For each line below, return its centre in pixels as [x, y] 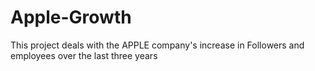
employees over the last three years [84, 55]
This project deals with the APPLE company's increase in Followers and [157, 45]
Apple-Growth [71, 17]
